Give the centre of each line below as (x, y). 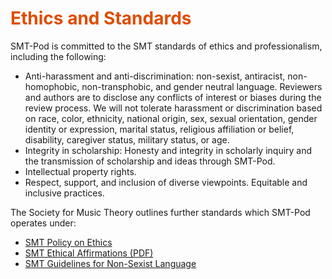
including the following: (58, 56)
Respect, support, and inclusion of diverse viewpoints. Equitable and (166, 182)
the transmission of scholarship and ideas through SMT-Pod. (150, 161)
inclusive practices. (64, 193)
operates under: (43, 223)
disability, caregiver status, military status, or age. (127, 139)
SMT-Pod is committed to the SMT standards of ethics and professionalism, (166, 46)
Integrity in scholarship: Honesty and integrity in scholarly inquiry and (168, 150)
